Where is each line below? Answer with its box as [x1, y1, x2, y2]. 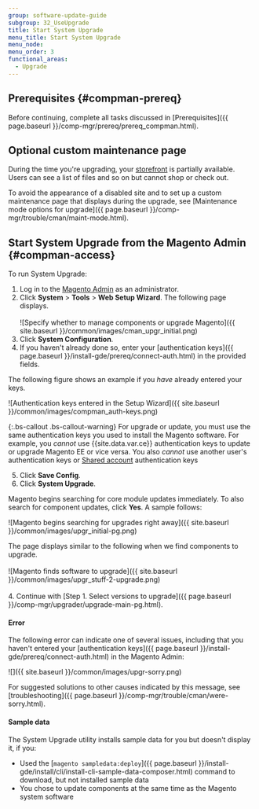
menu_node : [8, 41, 44, 49]
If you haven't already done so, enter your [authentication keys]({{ [19, 343, 234, 352]
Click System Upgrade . [19, 479, 97, 488]
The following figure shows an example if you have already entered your [8, 375, 243, 384]
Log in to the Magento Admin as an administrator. [19, 285, 179, 294]
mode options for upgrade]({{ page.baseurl [8, 205, 148, 215]
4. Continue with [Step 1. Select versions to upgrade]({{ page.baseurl [8, 591, 232, 601]
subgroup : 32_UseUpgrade [8, 19, 89, 27]
